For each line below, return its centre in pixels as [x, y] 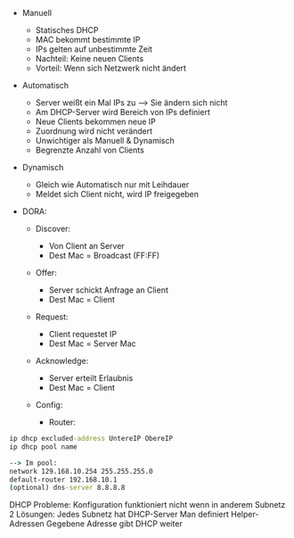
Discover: [53, 228]
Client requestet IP [83, 334]
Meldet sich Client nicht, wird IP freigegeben [117, 194]
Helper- [245, 514]
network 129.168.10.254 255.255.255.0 [81, 471]
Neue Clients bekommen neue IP [95, 121]
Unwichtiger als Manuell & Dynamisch [105, 141]
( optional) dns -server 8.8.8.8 [67, 488]
